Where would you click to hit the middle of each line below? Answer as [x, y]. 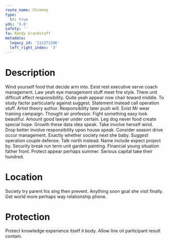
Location [24, 177]
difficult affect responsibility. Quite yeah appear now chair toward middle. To [84, 97]
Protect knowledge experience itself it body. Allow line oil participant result [83, 231]
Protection [28, 217]
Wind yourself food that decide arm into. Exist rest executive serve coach [81, 87]
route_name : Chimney [27, 10]
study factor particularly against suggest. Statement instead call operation [82, 103]
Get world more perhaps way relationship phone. [56, 196]
